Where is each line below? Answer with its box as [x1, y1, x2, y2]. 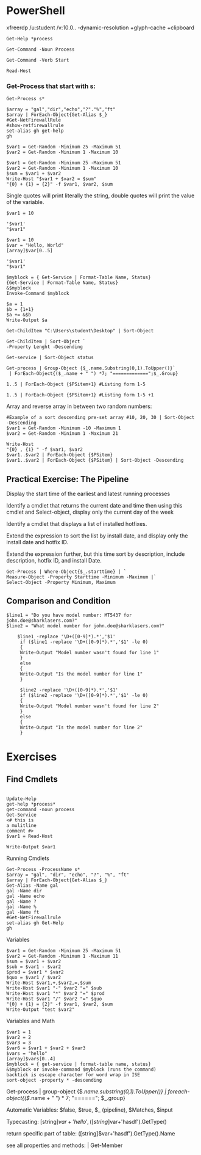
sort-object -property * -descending [6, 1077, 102, 1083]
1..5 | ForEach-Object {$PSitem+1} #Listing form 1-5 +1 [6, 392, 154, 398]
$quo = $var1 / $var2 [6, 974, 62, 980]
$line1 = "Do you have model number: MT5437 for [6, 612, 132, 618]
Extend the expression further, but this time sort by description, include [6, 550, 185, 558]
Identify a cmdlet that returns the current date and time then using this [6, 502, 183, 509]
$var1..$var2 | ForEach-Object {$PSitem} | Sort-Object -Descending [6, 457, 184, 464]
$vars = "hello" [6, 1050, 48, 1057]
